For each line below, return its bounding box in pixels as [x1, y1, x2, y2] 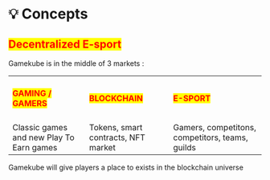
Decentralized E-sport [8, 37, 122, 51]
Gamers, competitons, [173, 121, 257, 133]
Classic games [12, 121, 68, 133]
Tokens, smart [88, 121, 143, 133]
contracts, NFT [88, 132, 146, 143]
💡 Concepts [8, 5, 88, 23]
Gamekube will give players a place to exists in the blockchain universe [8, 162, 243, 172]
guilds [173, 141, 197, 153]
